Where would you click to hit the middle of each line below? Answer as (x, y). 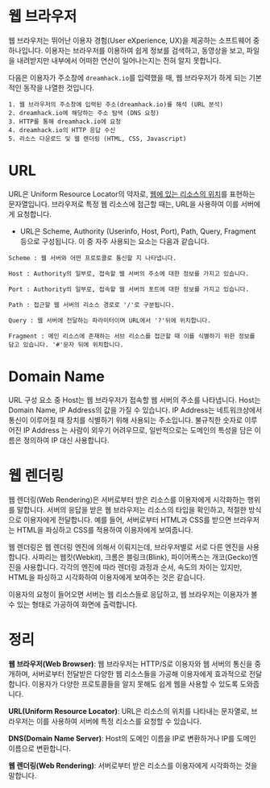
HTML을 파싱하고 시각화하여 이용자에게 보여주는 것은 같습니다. (107, 577)
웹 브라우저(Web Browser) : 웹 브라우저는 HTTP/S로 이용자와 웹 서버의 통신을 (131, 664)
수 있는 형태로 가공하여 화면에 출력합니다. (73, 604)
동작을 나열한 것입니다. (59, 87)
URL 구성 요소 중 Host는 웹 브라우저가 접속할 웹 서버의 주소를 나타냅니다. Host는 (135, 400)
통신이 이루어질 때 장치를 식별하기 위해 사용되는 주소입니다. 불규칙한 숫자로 (126, 420)
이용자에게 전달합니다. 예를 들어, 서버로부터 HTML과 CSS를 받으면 (127, 520)
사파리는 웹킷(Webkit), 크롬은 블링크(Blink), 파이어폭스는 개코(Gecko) (142, 557)
